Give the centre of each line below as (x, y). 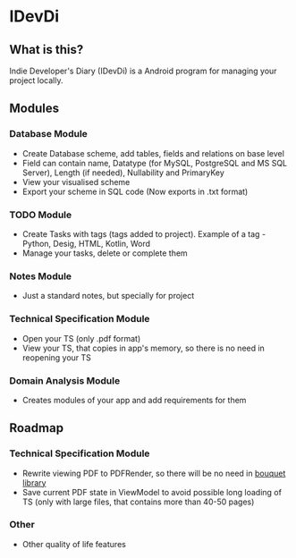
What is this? (47, 50)
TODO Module (41, 215)
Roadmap (37, 428)
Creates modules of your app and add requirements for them (134, 400)
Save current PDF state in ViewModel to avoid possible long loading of (152, 492)
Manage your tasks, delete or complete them (105, 253)
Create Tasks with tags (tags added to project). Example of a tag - (144, 233)
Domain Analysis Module (65, 380)
